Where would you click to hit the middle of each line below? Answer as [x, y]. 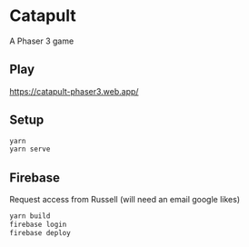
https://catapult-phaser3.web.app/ [74, 91]
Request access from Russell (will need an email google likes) [125, 200]
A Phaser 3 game [42, 41]
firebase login [38, 224]
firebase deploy [40, 232]
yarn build [30, 216]
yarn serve [30, 149]
